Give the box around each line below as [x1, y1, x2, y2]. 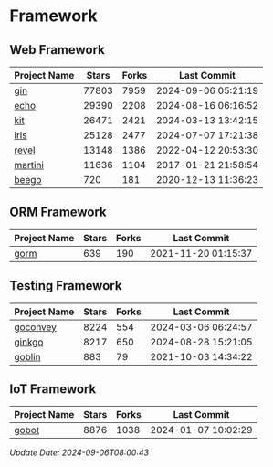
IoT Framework [9, 381, 97, 398]
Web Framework [9, 42, 105, 58]
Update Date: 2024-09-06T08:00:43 [9, 447, 149, 458]
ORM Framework [9, 205, 107, 220]
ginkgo [14, 335, 44, 348]
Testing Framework [9, 278, 122, 293]
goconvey [14, 321, 58, 334]
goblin [14, 350, 41, 363]
